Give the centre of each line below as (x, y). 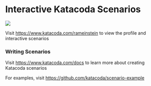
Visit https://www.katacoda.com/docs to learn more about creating (75, 63)
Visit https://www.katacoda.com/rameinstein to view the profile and (75, 33)
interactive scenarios (27, 38)
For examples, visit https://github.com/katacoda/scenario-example (75, 78)
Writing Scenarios (28, 51)
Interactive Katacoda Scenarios (73, 9)
